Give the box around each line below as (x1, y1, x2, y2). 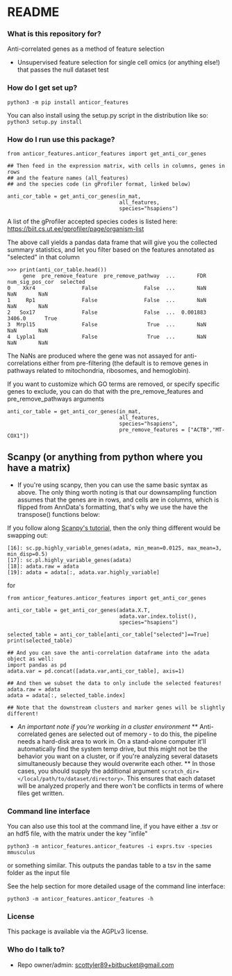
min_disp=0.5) (7, 550, 49, 557)
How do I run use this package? (7, 134, 115, 144)
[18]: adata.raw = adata (7, 563, 79, 570)
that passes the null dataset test (17, 65, 109, 74)
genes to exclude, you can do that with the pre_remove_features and (7, 387, 204, 396)
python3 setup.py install (7, 118, 82, 125)
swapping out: (7, 531, 49, 539)
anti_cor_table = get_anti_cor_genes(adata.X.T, (7, 607, 151, 614)
